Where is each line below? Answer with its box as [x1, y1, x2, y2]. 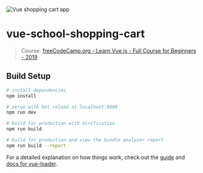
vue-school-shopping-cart [6, 27, 145, 41]
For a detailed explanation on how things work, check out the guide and [6, 154, 185, 161]
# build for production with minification [6, 120, 115, 127]
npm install [6, 93, 36, 99]
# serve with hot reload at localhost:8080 [6, 104, 118, 110]
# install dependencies [6, 87, 67, 93]
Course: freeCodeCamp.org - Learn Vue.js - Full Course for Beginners [21, 47, 197, 54]
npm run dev [6, 109, 36, 115]
